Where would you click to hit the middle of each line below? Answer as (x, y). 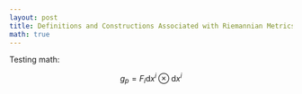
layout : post (34, 17)
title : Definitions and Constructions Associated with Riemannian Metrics (152, 26)
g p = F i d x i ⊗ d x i (151, 79)
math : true (30, 34)
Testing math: (35, 60)
